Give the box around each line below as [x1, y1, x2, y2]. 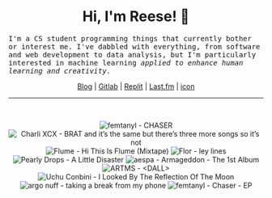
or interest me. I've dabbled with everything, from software [8, 42, 261, 51]
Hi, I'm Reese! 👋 [82, 7, 190, 26]
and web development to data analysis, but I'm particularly [8, 50, 257, 59]
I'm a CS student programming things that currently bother [8, 34, 253, 43]
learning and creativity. [8, 66, 112, 75]
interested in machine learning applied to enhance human [8, 58, 244, 67]
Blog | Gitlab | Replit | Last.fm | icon [76, 81, 196, 91]
